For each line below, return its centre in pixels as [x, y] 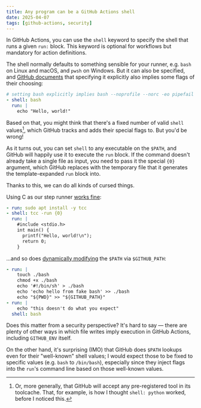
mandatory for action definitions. [46, 53]
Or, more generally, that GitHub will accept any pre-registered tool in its [103, 386]
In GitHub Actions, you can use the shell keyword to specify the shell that [97, 40]
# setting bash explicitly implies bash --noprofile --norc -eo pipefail [100, 94]
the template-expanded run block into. [54, 173]
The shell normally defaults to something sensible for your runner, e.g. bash [99, 64]
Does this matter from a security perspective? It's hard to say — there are [97, 325]
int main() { [33, 230]
